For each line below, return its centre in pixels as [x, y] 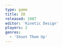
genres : [13, 32]
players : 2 [16, 28]
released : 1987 [21, 19]
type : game [16, 10]
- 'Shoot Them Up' [29, 37]
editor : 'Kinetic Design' [32, 23]
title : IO [15, 14]
